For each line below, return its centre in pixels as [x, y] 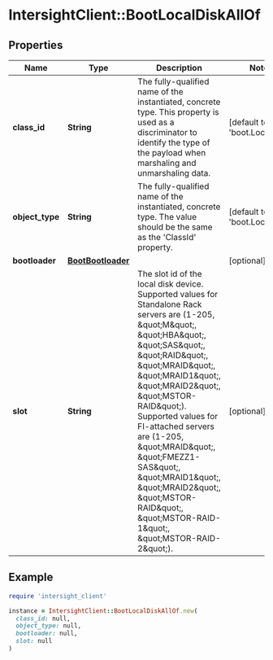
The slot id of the [170, 274]
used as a [156, 122]
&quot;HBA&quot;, [172, 335]
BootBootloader [99, 260]
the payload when [172, 153]
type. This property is [178, 112]
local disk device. [171, 284]
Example [31, 577]
